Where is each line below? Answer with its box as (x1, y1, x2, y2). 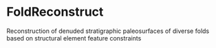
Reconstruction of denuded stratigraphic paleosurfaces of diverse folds (6, 27, 210, 35)
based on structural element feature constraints (6, 34, 142, 42)
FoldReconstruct (6, 4, 104, 20)
